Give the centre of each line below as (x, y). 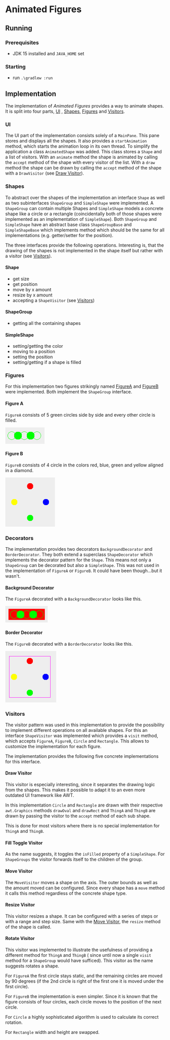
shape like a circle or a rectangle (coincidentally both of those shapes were (83, 214)
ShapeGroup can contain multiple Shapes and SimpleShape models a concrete (84, 208)
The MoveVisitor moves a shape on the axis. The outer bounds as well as (81, 882)
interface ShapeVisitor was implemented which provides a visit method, (82, 735)
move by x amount (32, 289)
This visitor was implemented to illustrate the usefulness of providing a (79, 950)
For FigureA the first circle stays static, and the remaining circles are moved (84, 976)
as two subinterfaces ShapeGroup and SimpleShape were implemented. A (79, 203)
